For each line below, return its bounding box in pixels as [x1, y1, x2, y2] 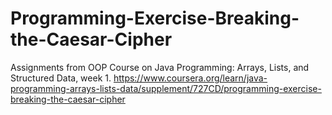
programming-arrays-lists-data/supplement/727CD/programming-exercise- [10, 82, 322, 94]
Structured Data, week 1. [10, 72, 112, 84]
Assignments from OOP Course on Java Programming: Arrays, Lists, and [10, 61, 310, 73]
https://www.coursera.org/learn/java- [113, 72, 268, 84]
